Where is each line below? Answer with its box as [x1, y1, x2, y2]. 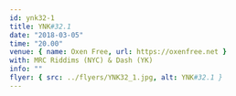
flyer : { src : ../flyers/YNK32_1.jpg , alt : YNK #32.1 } [9, 73, 223, 82]
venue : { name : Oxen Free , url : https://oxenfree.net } [9, 48, 227, 57]
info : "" [9, 65, 43, 74]
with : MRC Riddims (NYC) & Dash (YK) [9, 56, 154, 65]
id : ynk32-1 [9, 13, 55, 23]
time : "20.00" [9, 38, 64, 48]
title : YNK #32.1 [9, 22, 71, 31]
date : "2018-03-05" [9, 30, 84, 39]
